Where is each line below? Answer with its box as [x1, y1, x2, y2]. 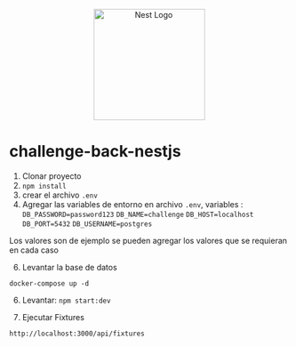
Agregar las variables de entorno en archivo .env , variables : [21, 198, 244, 209]
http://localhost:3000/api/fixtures [9, 329, 145, 338]
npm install [21, 182, 67, 190]
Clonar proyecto [21, 170, 82, 182]
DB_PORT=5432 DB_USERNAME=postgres [21, 219, 153, 229]
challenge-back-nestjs [9, 141, 181, 162]
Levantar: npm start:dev [21, 295, 111, 305]
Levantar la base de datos [21, 262, 117, 272]
